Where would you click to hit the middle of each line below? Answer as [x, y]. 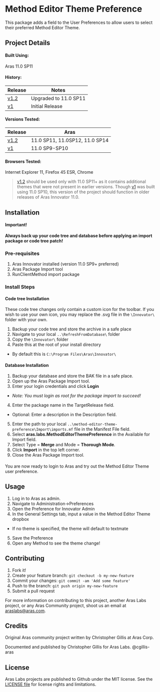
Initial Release [47, 106]
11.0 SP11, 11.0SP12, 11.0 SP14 [70, 140]
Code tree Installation [27, 298]
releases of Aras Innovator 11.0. [48, 197]
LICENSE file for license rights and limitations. [51, 684]
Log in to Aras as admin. [36, 498]
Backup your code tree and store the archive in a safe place [72, 329]
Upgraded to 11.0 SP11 [58, 98]
